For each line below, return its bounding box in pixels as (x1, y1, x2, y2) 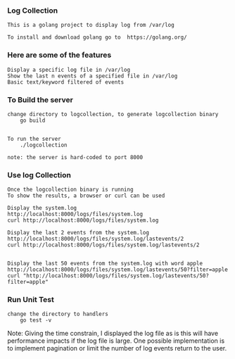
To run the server (7, 135, 61, 142)
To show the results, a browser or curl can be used (7, 192, 165, 199)
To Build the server (7, 94, 74, 104)
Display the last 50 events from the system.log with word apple (7, 260, 203, 267)
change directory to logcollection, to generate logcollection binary (7, 111, 219, 118)
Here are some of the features (7, 50, 112, 60)
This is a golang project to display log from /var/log (7, 22, 174, 29)
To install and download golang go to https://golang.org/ (7, 34, 188, 41)
